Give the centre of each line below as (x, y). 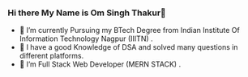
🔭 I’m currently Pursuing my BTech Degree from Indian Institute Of (129, 30)
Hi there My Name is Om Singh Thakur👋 (87, 13)
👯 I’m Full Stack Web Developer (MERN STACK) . (100, 64)
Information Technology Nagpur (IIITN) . (86, 38)
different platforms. (51, 56)
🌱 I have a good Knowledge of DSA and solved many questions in (128, 47)
